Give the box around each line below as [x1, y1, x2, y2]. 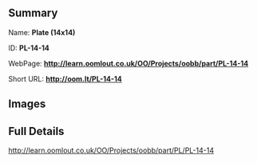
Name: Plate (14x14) [8, 27, 76, 37]
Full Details [8, 124, 65, 138]
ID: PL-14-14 [8, 43, 50, 53]
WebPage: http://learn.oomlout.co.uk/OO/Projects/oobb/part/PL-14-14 [8, 58, 249, 68]
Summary [8, 6, 58, 20]
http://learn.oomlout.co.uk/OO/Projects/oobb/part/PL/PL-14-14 [8, 145, 214, 155]
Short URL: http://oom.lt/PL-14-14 [8, 74, 122, 83]
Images [8, 97, 46, 111]
